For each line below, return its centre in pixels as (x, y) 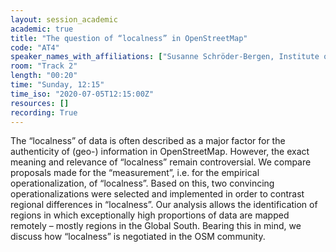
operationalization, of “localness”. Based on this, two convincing (142, 183)
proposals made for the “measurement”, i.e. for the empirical (135, 173)
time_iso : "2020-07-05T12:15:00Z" (82, 94)
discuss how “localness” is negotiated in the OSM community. (138, 237)
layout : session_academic (64, 19)
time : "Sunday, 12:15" (57, 85)
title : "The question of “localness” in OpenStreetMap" (129, 38)
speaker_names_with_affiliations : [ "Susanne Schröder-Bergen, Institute (165, 57)
